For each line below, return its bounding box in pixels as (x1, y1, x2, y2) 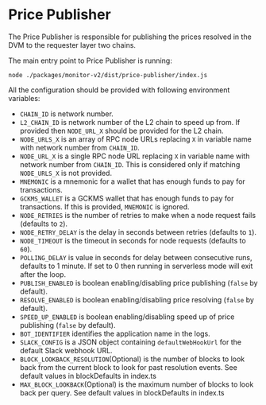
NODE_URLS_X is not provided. (19, 168, 113, 177)
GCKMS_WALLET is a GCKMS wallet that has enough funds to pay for (19, 193, 234, 203)
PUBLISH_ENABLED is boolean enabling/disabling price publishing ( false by (19, 278, 258, 287)
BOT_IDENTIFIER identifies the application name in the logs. (19, 329, 210, 338)
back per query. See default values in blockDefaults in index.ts (19, 387, 225, 397)
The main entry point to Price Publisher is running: (8, 56, 172, 65)
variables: (8, 93, 40, 103)
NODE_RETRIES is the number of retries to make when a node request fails (19, 210, 256, 220)
